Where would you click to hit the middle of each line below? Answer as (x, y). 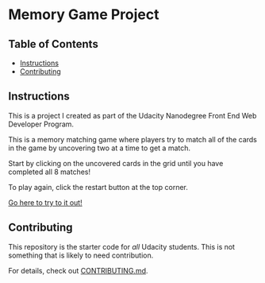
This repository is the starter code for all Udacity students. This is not (122, 246)
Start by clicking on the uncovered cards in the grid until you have (116, 163)
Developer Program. (41, 124)
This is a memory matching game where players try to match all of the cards (133, 139)
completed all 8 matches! (50, 172)
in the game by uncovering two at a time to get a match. (100, 148)
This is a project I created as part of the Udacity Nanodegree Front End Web (132, 115)
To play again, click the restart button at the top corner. (98, 187)
